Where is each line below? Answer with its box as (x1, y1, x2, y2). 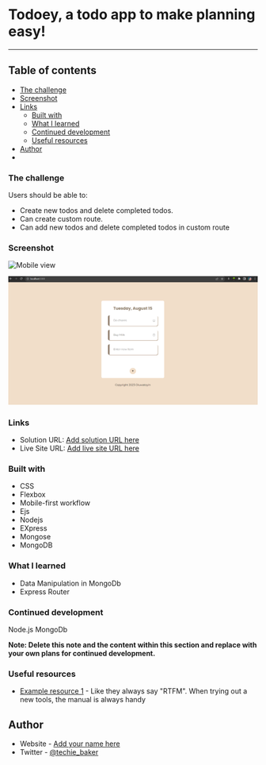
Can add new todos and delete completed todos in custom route (19, 222, 230, 232)
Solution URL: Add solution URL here (19, 435, 140, 445)
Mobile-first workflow (19, 498, 91, 508)
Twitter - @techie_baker (19, 748, 99, 757)
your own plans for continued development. (8, 648, 156, 658)
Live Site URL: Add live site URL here (19, 443, 140, 454)
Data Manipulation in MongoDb (19, 578, 121, 588)
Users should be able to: (8, 191, 89, 200)
